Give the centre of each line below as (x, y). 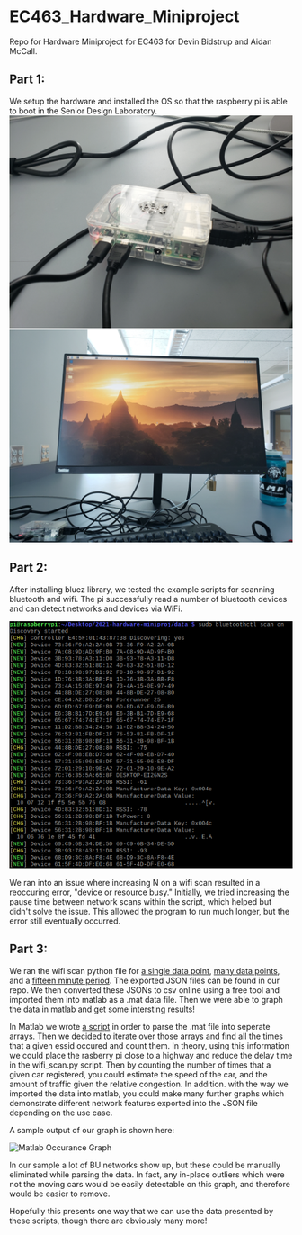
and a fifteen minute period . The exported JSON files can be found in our (145, 980)
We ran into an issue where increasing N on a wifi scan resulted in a (135, 882)
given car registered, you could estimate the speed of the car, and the (138, 1074)
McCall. (23, 50)
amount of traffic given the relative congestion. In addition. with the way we (149, 1084)
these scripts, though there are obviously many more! (108, 1221)
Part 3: (28, 949)
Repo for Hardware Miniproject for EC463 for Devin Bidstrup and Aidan (141, 41)
